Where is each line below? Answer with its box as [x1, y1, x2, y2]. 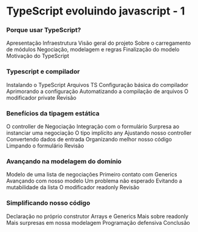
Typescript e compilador [6, 68, 80, 76]
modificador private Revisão [6, 94, 77, 101]
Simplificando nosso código [6, 199, 91, 207]
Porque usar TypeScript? [6, 26, 82, 34]
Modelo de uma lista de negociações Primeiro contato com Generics [6, 171, 177, 178]
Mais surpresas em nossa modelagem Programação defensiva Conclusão [6, 219, 191, 226]
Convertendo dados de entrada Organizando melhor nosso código [6, 136, 173, 143]
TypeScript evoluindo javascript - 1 [6, 4, 185, 18]
